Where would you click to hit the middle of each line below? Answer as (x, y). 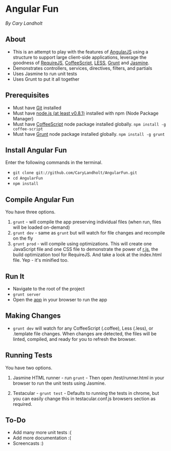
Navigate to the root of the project (49, 289)
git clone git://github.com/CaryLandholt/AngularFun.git (75, 173)
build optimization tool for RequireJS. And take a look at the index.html (87, 255)
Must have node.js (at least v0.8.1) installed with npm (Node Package (85, 113)
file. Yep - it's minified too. (41, 260)
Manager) (23, 118)
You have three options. (30, 212)
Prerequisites (27, 95)
